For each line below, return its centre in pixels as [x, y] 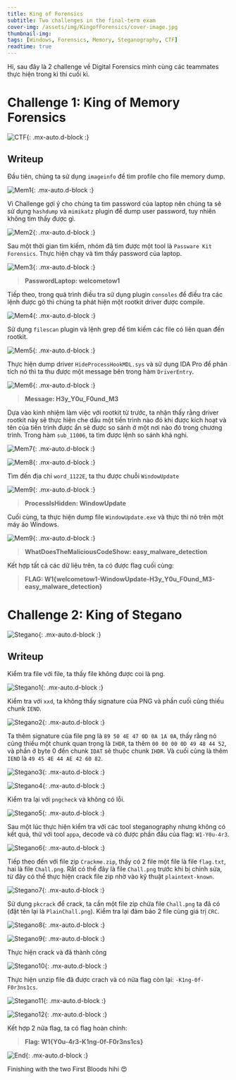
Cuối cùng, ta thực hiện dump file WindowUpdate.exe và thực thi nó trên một [116, 517]
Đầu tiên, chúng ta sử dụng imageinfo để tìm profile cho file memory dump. [116, 176]
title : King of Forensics [45, 14]
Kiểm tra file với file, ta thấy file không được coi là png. [86, 673]
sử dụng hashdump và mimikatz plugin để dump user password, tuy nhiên [112, 211]
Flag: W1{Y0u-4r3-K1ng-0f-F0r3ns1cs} [84, 1041]
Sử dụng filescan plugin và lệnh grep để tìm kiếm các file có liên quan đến [116, 329]
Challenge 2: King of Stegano [95, 615]
